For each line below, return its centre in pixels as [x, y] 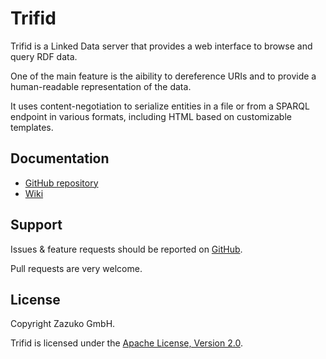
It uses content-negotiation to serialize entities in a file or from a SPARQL [160, 106]
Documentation [60, 158]
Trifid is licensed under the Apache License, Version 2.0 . [126, 343]
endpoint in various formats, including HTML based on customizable [151, 116]
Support [36, 225]
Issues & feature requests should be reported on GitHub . [126, 249]
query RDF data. [44, 56]
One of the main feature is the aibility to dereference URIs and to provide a [163, 76]
